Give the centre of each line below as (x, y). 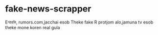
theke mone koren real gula (33, 27)
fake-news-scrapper (48, 9)
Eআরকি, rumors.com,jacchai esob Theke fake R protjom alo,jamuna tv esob (79, 22)
